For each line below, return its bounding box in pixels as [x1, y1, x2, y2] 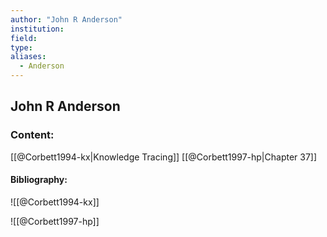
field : [10, 33, 38, 43]
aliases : [10, 52, 47, 62]
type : [10, 42, 33, 53]
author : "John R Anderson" [10, 14, 123, 25]
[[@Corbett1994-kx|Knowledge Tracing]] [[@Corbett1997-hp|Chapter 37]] [10, 151, 318, 163]
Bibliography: [10, 174, 68, 186]
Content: [10, 128, 55, 142]
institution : [10, 24, 65, 34]
